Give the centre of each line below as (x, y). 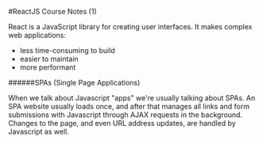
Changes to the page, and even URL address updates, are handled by (122, 123)
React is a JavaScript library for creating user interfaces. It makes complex (130, 27)
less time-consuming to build (67, 50)
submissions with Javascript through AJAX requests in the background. (126, 115)
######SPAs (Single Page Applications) (74, 83)
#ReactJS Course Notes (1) (52, 11)
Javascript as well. (39, 131)
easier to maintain (49, 59)
